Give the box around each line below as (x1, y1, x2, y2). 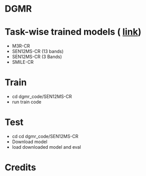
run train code (12, 99, 41, 105)
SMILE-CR (12, 59, 34, 65)
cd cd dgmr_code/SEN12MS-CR (12, 134, 79, 139)
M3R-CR (12, 43, 30, 49)
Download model (12, 139, 47, 145)
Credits (5, 162, 36, 173)
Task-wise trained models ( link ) (5, 26, 141, 38)
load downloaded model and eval (12, 144, 81, 150)
